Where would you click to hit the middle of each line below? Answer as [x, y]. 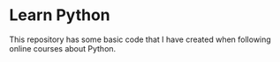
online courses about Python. [63, 48]
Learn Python [60, 15]
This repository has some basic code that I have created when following [140, 39]
